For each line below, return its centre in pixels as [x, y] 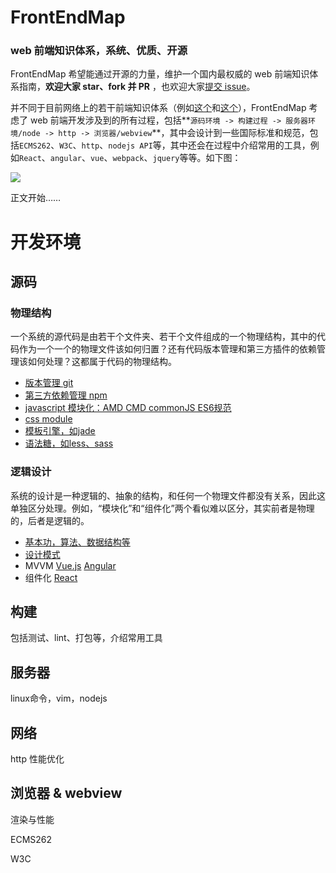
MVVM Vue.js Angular [70, 565]
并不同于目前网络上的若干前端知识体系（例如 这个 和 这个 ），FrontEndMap [158, 108]
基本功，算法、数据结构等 [77, 542]
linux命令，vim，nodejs [59, 698]
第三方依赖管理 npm [66, 395]
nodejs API [130, 146]
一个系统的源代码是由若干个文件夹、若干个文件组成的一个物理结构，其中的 [163, 337]
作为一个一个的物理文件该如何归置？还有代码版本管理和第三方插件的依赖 [167, 349]
